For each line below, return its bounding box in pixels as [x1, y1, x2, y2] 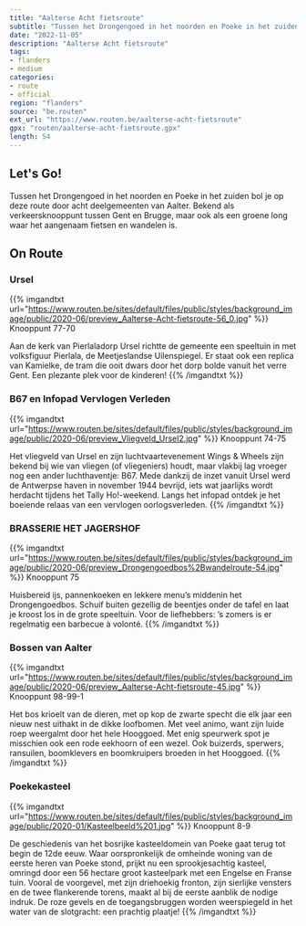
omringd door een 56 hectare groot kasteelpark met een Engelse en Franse [9, 867, 292, 878]
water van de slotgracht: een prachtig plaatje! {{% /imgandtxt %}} [9, 906, 257, 917]
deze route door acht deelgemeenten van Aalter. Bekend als [9, 200, 235, 211]
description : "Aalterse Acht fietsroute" [9, 38, 169, 48]
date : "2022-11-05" [9, 30, 84, 39]
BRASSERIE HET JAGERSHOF [9, 521, 141, 534]
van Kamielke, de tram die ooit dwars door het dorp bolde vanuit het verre [9, 360, 287, 371]
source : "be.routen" [9, 107, 88, 116]
